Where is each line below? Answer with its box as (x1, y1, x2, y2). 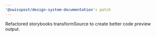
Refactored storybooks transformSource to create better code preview (5, 21, 151, 27)
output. (5, 26, 20, 32)
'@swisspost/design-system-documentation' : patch (5, 7, 111, 12)
